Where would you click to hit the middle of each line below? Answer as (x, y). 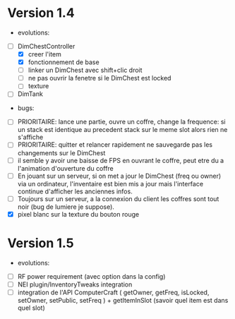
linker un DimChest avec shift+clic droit (85, 70)
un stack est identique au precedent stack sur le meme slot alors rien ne (122, 130)
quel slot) (31, 308)
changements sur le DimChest (61, 152)
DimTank (30, 94)
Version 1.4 (41, 13)
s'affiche (30, 137)
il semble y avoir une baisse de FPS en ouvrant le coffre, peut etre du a (121, 160)
